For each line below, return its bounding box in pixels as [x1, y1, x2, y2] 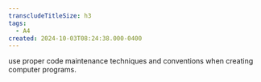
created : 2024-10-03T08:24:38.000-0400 [8, 34, 143, 43]
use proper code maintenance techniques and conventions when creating [8, 56, 254, 66]
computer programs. [8, 65, 77, 75]
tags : [8, 19, 27, 27]
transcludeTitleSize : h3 [8, 11, 92, 20]
